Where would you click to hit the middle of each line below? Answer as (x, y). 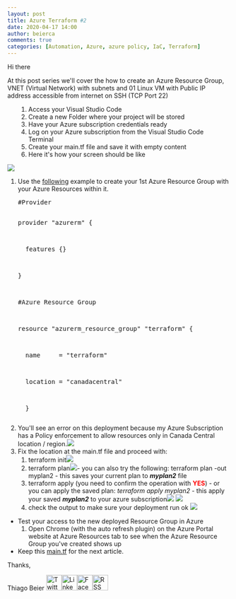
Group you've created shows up (75, 544)
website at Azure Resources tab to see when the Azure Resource (123, 536)
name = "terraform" (66, 355)
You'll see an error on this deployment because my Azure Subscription (120, 428)
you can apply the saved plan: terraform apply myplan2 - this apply (126, 491)
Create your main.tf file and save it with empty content (107, 147)
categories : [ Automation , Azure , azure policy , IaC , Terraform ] (104, 47)
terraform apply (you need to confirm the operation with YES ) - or (124, 483)
